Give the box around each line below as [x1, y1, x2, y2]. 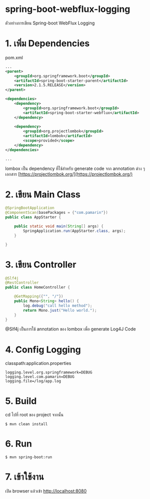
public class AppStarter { [5, 215, 61, 220]
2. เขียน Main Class [5, 188, 81, 200]
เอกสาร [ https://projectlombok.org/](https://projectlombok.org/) [5, 171, 133, 177]
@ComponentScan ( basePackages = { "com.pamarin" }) [5, 210, 108, 215]
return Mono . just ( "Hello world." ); [23, 308, 97, 313]
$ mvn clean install [5, 422, 48, 427]
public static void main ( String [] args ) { [14, 224, 104, 229]
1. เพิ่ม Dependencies [5, 38, 90, 49]
